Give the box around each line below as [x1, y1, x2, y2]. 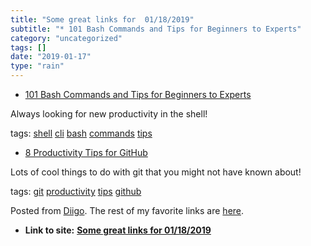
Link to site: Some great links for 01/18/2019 [24, 224, 212, 236]
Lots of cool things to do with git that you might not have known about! [10, 166, 302, 178]
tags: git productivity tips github [10, 186, 142, 197]
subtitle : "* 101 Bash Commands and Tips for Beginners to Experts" [10, 24, 302, 34]
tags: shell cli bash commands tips [10, 127, 153, 139]
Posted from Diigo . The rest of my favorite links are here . [10, 205, 245, 216]
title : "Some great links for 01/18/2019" [10, 14, 195, 25]
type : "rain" [10, 61, 65, 71]
